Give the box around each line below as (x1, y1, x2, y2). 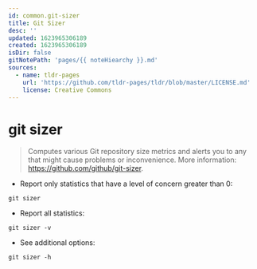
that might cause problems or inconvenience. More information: (27, 155, 237, 164)
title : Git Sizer (8, 19, 66, 27)
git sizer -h (8, 253, 52, 262)
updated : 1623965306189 (8, 34, 88, 42)
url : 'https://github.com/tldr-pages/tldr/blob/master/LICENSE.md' (22, 78, 251, 86)
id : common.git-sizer (8, 11, 80, 20)
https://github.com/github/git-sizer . (27, 164, 144, 173)
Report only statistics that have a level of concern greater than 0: (19, 179, 233, 188)
